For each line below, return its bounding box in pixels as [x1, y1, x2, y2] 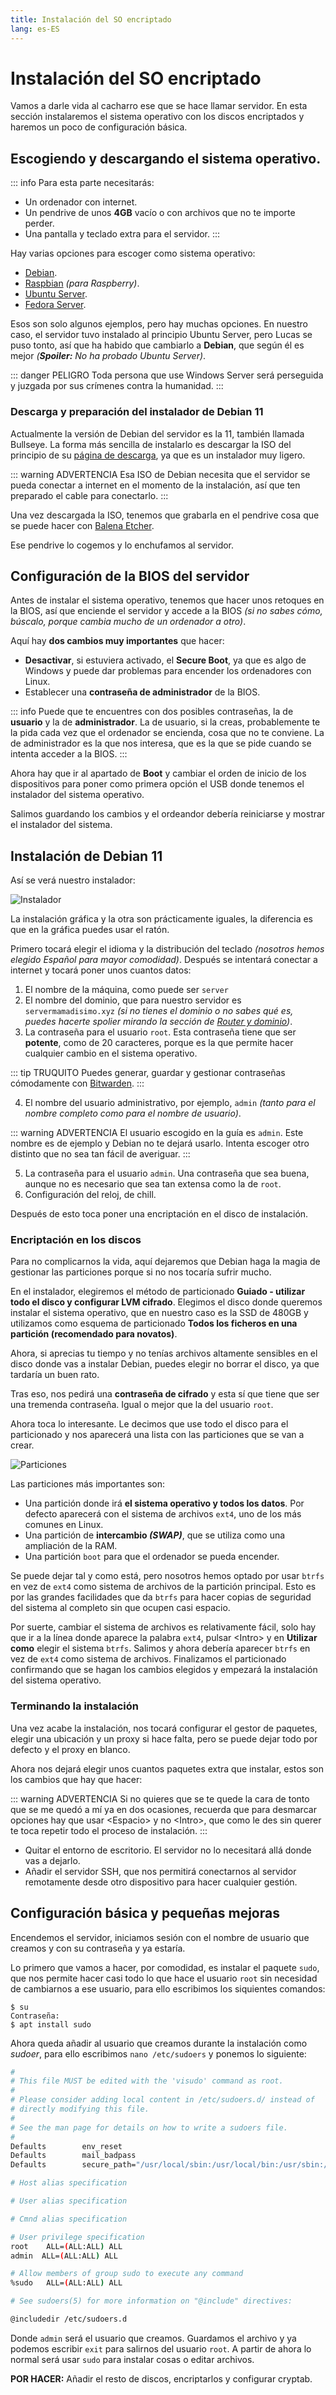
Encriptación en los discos [10, 1233, 142, 1247]
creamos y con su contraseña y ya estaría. [10, 1942, 186, 1954]
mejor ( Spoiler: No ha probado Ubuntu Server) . [10, 350, 207, 362]
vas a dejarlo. [24, 1854, 81, 1866]
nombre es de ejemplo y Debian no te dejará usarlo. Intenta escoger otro [10, 1137, 310, 1150]
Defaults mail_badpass [10, 2151, 137, 2161]
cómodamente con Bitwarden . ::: [10, 1077, 145, 1090]
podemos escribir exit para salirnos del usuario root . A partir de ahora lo [10, 2342, 312, 2355]
